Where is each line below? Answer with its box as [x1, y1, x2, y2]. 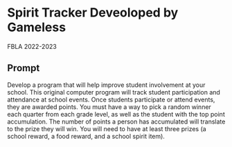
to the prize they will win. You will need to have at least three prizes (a [7, 124, 206, 133]
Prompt [7, 62, 40, 74]
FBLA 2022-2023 [7, 42, 57, 50]
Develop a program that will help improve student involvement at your [7, 81, 206, 89]
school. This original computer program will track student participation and [7, 88, 220, 96]
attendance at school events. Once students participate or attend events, [7, 95, 215, 104]
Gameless [7, 19, 66, 35]
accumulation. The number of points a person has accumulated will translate [7, 117, 226, 126]
